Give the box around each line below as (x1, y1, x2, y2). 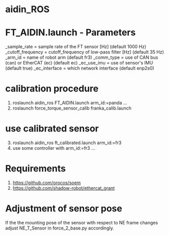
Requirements (5, 163, 66, 175)
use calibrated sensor (5, 123, 99, 134)
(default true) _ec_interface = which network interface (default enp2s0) (5, 65, 155, 72)
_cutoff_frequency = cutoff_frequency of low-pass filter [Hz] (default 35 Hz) (5, 49, 164, 55)
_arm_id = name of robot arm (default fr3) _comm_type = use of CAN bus (5, 54, 158, 60)
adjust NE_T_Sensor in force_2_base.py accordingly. (5, 225, 114, 231)
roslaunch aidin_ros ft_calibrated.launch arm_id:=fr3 (12, 140, 122, 146)
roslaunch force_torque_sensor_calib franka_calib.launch (12, 105, 132, 111)
